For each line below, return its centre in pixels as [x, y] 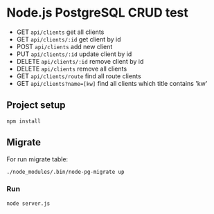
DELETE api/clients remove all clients [72, 69]
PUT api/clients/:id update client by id [74, 54]
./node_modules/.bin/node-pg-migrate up [66, 172]
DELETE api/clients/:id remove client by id [80, 61]
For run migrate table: [37, 159]
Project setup [36, 105]
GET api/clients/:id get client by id [69, 39]
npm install [24, 121]
